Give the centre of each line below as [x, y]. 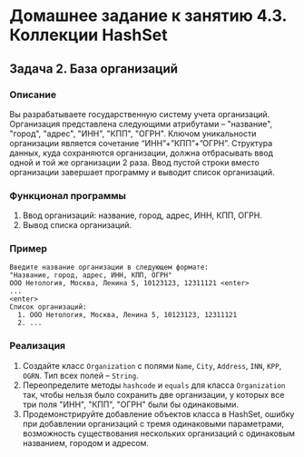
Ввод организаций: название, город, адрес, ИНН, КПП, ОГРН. [142, 215]
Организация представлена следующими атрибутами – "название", [141, 124]
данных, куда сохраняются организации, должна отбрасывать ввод [142, 153]
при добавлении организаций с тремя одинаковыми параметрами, [153, 423]
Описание [33, 94]
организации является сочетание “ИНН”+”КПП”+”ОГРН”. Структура [141, 143]
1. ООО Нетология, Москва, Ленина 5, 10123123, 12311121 [127, 315]
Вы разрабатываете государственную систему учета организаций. [140, 114]
